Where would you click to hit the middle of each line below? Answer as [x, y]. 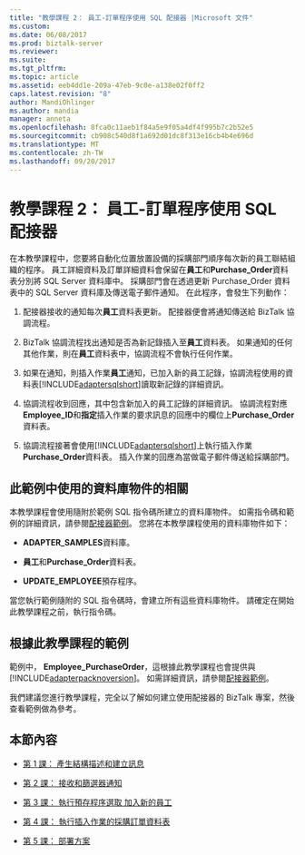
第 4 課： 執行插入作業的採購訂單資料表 [96, 821]
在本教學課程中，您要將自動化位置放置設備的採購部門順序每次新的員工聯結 [148, 259]
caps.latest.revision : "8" [60, 93]
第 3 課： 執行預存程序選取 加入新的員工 [97, 802]
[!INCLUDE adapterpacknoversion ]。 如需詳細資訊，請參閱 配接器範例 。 [142, 678]
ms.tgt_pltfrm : [38, 69]
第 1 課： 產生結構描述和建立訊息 [84, 763]
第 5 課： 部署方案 [56, 840]
